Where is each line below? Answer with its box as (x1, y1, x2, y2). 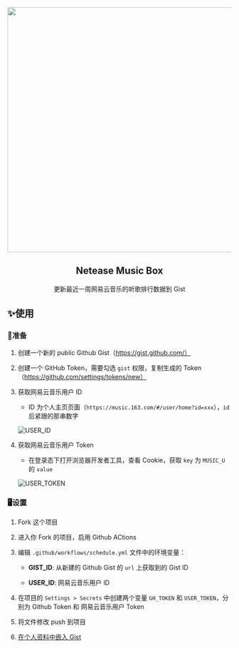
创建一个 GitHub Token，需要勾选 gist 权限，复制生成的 (17, 364, 182, 372)
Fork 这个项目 (17, 518, 58, 526)
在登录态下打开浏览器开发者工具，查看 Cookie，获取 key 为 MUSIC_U (28, 456, 225, 464)
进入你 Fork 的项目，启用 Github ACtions (17, 533, 137, 541)
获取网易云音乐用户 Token (17, 441, 94, 449)
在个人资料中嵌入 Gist (17, 632, 82, 641)
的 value (28, 464, 53, 473)
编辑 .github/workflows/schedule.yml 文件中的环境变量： (17, 547, 186, 556)
